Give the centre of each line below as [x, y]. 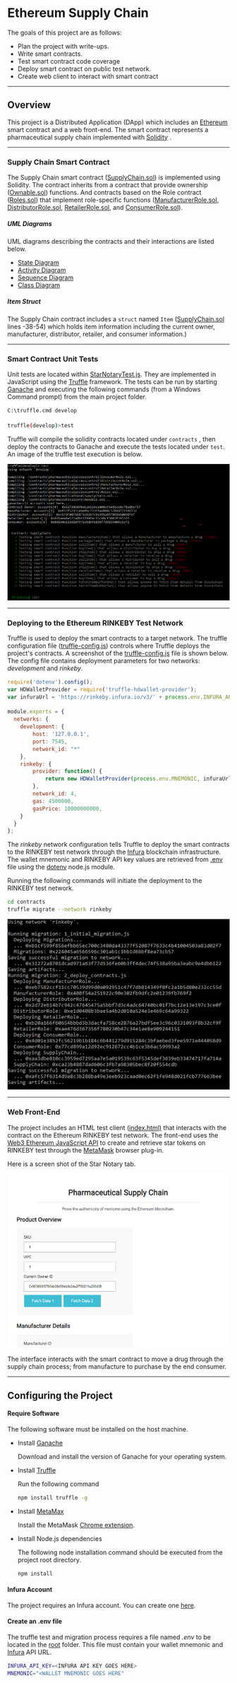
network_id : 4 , [55, 794]
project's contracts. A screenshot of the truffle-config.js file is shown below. [118, 653]
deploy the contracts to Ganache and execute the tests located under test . [116, 446]
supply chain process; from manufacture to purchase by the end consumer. [117, 1367]
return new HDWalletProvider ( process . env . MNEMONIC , [122, 779]
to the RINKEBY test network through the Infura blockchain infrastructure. [114, 852]
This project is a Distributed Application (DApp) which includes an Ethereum [117, 122]
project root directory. [49, 1559]
